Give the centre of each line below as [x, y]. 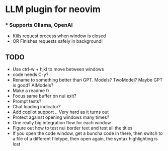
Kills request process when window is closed [59, 36]
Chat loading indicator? [37, 107]
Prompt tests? [27, 101]
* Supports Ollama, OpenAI [39, 25]
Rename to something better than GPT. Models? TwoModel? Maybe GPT [88, 80]
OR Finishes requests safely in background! [58, 41]
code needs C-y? [30, 74]
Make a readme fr [31, 91]
